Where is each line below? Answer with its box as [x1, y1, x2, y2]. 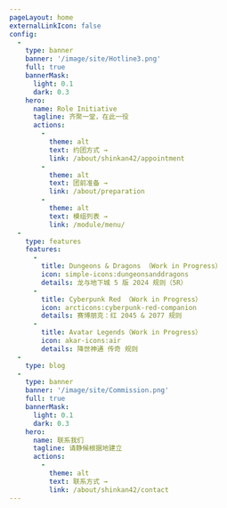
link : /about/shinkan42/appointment [48, 153, 185, 163]
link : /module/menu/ [48, 220, 126, 229]
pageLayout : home [9, 12, 74, 22]
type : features [25, 237, 82, 246]
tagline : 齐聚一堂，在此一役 [32, 112, 129, 121]
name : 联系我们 [32, 436, 85, 445]
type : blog [25, 361, 66, 370]
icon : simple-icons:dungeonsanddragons [41, 270, 190, 279]
